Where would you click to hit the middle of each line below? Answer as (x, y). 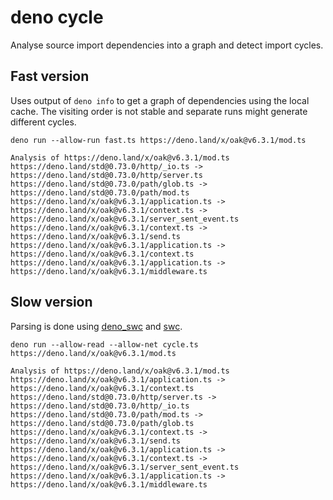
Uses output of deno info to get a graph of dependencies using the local (160, 100)
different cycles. (43, 122)
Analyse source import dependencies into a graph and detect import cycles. (167, 45)
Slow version (51, 302)
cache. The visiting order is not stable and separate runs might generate (159, 111)
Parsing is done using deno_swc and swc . (96, 326)
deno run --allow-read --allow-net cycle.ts (104, 344)
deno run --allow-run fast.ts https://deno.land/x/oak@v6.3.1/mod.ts (158, 140)
